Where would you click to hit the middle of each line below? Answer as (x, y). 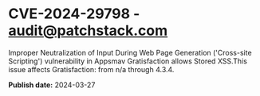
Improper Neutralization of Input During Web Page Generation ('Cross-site (130, 52)
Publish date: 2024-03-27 (52, 85)
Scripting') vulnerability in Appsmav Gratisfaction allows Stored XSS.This (128, 61)
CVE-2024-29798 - (74, 14)
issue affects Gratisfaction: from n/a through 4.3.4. (91, 69)
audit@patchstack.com (88, 31)
